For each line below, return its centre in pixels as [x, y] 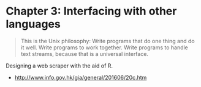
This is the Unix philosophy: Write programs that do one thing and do [108, 41]
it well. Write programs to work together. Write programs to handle [104, 47]
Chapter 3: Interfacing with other [91, 11]
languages [33, 24]
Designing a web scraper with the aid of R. [59, 66]
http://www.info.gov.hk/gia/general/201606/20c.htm [81, 77]
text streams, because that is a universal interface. [84, 54]
